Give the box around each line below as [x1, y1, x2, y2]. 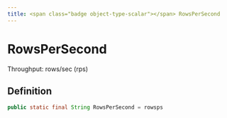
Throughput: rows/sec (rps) [7, 65, 89, 73]
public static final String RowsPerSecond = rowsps [7, 104, 163, 111]
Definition [7, 85, 52, 97]
